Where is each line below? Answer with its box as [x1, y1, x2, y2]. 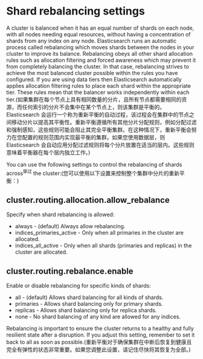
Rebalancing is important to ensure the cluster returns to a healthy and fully [6, 325, 195, 332]
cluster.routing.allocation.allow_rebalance [6, 195, 170, 205]
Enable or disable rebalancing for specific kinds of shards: [6, 282, 151, 289]
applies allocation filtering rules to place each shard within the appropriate [6, 82, 192, 89]
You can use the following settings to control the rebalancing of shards [6, 160, 182, 168]
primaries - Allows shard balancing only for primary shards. [14, 300, 163, 308]
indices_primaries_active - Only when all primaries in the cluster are [14, 229, 184, 237]
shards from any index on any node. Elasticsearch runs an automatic [6, 37, 177, 44]
